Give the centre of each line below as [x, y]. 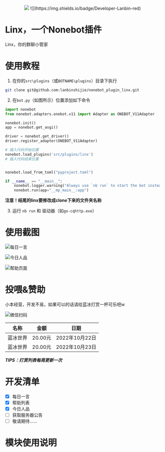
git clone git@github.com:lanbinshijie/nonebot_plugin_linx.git [72, 90]
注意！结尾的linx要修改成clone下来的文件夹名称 [54, 200]
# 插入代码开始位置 [22, 150]
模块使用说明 [31, 443]
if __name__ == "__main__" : [34, 181]
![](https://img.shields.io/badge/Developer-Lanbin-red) [86, 8]
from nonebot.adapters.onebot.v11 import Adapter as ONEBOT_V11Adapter [80, 114]
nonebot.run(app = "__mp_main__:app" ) [52, 190]
